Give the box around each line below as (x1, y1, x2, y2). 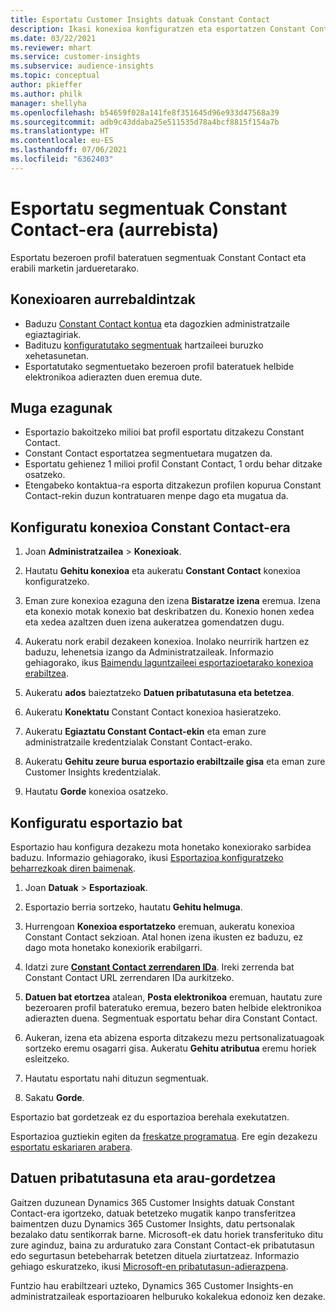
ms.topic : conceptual (10, 71, 101, 81)
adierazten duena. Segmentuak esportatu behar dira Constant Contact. (24, 1012, 318, 1024)
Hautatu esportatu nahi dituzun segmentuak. (24, 1072, 210, 1084)
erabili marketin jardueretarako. (10, 262, 140, 274)
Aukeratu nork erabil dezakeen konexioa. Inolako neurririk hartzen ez (24, 636, 310, 648)
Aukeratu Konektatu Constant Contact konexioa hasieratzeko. (24, 706, 282, 718)
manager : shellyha (10, 98, 87, 108)
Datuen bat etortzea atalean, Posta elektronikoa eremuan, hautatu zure (24, 991, 323, 1003)
